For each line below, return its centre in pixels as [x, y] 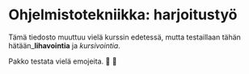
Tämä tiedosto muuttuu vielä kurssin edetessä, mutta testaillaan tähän [124, 37]
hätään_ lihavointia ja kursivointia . [65, 45]
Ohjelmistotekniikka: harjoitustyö [123, 15]
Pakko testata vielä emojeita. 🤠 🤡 [63, 61]
